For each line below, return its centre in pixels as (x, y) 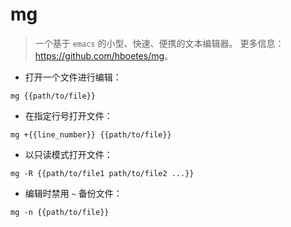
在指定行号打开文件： (68, 115)
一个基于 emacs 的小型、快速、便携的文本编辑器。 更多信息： (159, 43)
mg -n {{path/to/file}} (60, 212)
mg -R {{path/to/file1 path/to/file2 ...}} (102, 173)
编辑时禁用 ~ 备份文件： (73, 193)
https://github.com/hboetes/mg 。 (104, 55)
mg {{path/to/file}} (53, 96)
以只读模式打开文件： (68, 154)
